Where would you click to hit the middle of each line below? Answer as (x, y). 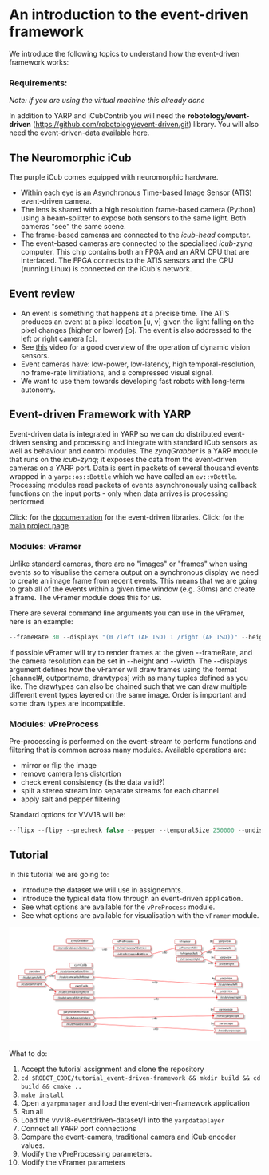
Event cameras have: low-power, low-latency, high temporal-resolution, (138, 364)
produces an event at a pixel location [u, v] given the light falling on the (137, 322)
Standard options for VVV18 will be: (67, 815)
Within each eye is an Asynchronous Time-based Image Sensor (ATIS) (136, 192)
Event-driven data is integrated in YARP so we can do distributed (115, 433)
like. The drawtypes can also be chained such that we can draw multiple (128, 686)
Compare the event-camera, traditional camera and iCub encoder (128, 1137)
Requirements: (38, 83)
